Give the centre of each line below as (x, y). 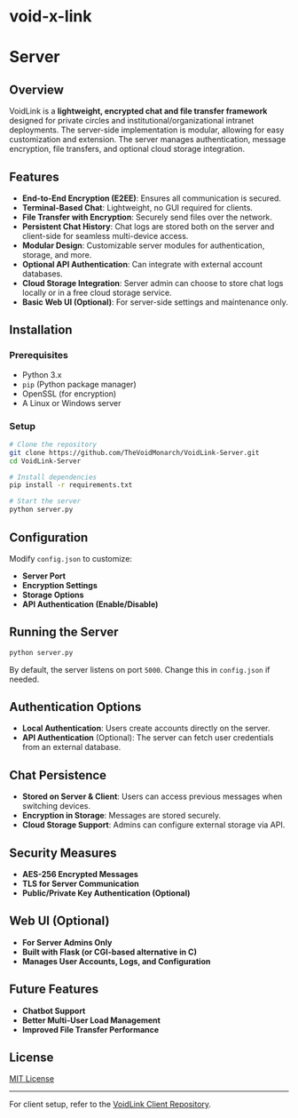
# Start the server (45, 501)
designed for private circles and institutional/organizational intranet (132, 121)
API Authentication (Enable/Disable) (90, 604)
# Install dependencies (53, 477)
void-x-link (51, 16)
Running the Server (64, 632)
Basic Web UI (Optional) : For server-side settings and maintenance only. (155, 302)
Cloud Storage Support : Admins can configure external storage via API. (153, 825)
